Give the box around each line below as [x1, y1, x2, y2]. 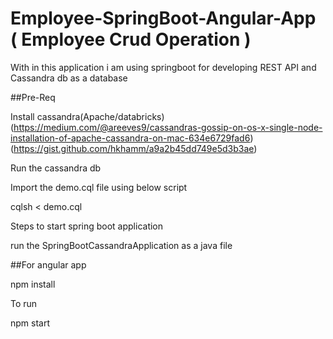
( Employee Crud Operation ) [10, 28, 252, 51]
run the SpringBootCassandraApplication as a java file [10, 239, 233, 251]
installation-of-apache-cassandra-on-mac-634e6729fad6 [10, 132, 251, 144]
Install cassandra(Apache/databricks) [10, 110, 165, 122]
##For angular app [10, 258, 87, 271]
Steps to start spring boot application [10, 220, 164, 232]
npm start [10, 317, 51, 329]
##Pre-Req [10, 91, 56, 103]
